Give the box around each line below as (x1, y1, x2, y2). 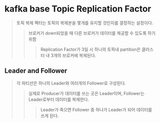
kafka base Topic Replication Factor (4, 3, 151, 14)
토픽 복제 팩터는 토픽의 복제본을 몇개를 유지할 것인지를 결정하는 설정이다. (16, 20, 153, 26)
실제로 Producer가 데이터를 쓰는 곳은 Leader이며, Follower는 (28, 90, 145, 96)
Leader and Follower (4, 67, 67, 75)
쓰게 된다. (40, 112, 59, 119)
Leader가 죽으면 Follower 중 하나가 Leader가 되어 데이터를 (40, 107, 152, 112)
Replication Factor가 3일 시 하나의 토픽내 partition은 (40, 46, 141, 52)
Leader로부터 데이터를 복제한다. (28, 96, 89, 102)
